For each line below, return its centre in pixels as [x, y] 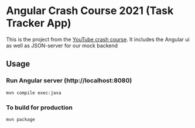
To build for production [40, 108]
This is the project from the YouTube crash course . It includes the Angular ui [98, 39]
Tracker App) [39, 23]
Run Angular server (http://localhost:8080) [69, 81]
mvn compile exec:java [34, 93]
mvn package [20, 119]
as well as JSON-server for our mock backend [62, 46]
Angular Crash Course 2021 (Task [90, 11]
